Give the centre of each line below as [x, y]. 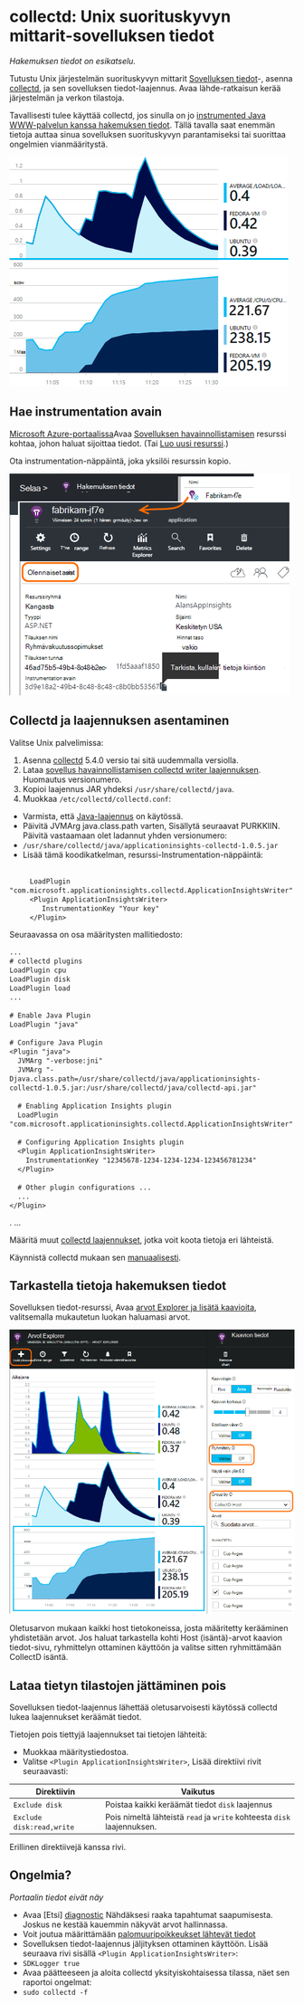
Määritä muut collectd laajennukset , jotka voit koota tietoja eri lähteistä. [142, 1240]
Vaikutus [198, 1791]
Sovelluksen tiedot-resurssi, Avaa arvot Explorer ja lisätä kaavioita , [133, 1307]
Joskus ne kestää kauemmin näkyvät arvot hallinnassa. [125, 1924]
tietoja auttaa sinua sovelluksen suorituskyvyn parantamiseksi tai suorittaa [148, 134]
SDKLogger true [51, 1963]
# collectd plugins [46, 961]
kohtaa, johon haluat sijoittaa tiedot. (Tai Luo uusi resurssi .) [119, 443]
